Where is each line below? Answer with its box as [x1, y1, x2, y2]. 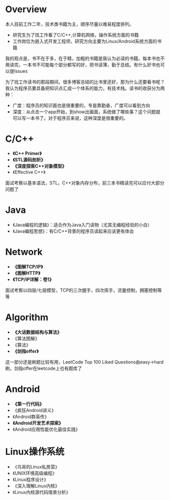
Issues [14, 68, 28, 74]
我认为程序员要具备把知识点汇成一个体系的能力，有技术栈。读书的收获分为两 [5, 85, 165, 91]
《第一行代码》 [12, 400, 44, 407]
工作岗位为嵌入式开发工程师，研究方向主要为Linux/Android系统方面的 [12, 38, 157, 44]
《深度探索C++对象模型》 [12, 163, 67, 169]
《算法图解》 [12, 335, 39, 341]
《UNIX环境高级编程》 [12, 470, 57, 476]
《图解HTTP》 [12, 270, 40, 276]
